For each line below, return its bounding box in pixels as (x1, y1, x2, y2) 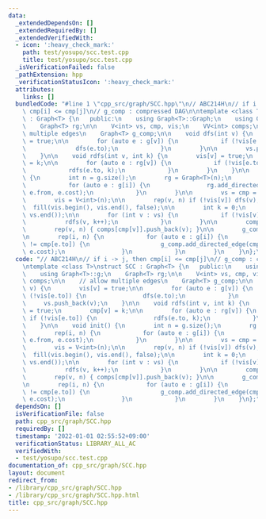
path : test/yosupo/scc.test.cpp (22, 48, 129, 56)
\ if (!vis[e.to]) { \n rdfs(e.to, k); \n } (22, 314, 257, 322)
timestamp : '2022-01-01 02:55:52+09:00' (15, 432, 150, 440)
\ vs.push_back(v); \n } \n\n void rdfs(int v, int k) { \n (22, 299, 249, 307)
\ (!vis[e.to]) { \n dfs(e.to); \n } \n (22, 292, 239, 300)
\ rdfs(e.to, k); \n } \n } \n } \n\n (22, 167, 249, 175)
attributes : (15, 85, 55, 94)
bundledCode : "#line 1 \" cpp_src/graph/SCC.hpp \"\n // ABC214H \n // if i (15, 100, 257, 108)
